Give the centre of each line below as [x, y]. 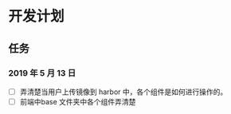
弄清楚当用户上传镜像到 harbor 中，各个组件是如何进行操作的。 [123, 92]
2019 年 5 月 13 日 [42, 73]
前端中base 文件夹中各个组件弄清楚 [78, 101]
